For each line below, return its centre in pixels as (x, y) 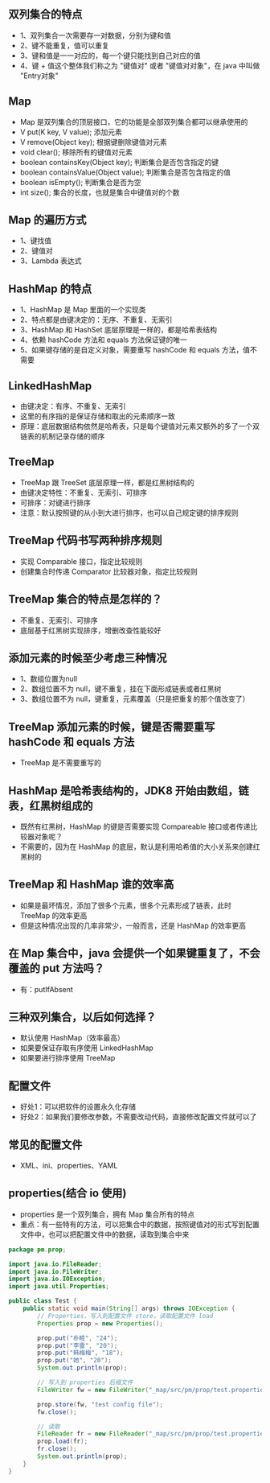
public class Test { (43, 1301)
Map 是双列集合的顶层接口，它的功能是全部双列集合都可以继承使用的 (134, 122)
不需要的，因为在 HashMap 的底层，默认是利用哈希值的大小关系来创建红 (140, 847)
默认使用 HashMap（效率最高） (72, 1038)
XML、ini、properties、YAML (69, 1166)
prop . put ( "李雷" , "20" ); (78, 1345)
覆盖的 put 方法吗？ (56, 968)
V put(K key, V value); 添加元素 (71, 132)
